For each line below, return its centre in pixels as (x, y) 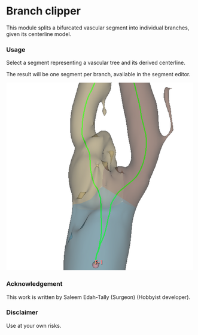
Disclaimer (22, 312)
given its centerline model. (39, 34)
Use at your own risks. (34, 325)
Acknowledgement (34, 284)
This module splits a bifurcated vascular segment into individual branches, (98, 28)
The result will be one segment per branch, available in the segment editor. (98, 74)
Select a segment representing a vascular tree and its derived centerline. (96, 63)
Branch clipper (43, 11)
